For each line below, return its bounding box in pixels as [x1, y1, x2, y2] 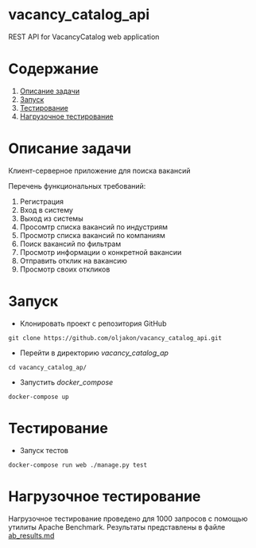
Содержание [8, 60, 99, 78]
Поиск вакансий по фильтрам [19, 239, 122, 249]
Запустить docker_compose [19, 377, 114, 387]
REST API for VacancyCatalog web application [8, 32, 160, 41]
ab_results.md [8, 530, 55, 540]
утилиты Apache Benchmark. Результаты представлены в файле [8, 522, 226, 531]
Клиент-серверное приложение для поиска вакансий [8, 166, 191, 175]
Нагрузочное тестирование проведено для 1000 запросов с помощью [8, 514, 248, 523]
